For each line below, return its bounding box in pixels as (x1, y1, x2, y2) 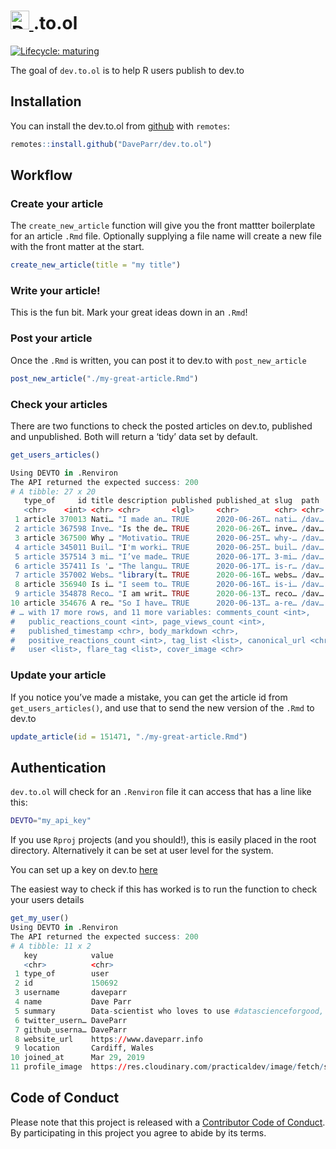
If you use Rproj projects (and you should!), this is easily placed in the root (10, 834, 317, 846)
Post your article (10, 331, 93, 345)
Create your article (10, 196, 104, 210)
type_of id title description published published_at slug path (23, 496, 320, 506)
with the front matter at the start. (10, 241, 145, 253)
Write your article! (10, 284, 101, 298)
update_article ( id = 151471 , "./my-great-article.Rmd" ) (10, 731, 248, 742)
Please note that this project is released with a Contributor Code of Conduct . (10, 1116, 326, 1128)
